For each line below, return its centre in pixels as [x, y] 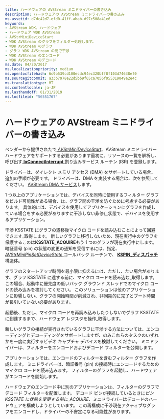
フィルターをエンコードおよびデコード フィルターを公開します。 [91, 348]
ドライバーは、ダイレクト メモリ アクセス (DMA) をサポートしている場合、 [80, 172]
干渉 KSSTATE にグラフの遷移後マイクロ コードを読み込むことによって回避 [80, 230]
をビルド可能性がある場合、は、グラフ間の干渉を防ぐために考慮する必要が [80, 201]
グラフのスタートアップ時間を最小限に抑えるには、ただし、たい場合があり [80, 271]
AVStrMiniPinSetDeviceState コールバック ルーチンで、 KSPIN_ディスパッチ [82, 255]
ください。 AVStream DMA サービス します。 [50, 185]
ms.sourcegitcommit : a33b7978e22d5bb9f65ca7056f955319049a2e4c [71, 78]
